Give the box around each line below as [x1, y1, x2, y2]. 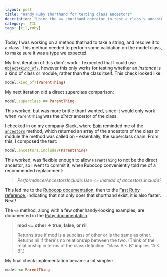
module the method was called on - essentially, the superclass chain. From [5, 133, 159, 139]
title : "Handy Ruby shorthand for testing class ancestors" [5, 12, 133, 17]
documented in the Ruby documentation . [5, 212, 89, 218]
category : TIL [5, 21, 37, 26]
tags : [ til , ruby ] [5, 26, 41, 31]
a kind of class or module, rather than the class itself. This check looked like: [5, 70, 162, 76]
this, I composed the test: [5, 138, 57, 144]
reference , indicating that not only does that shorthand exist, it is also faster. [5, 192, 161, 198]
